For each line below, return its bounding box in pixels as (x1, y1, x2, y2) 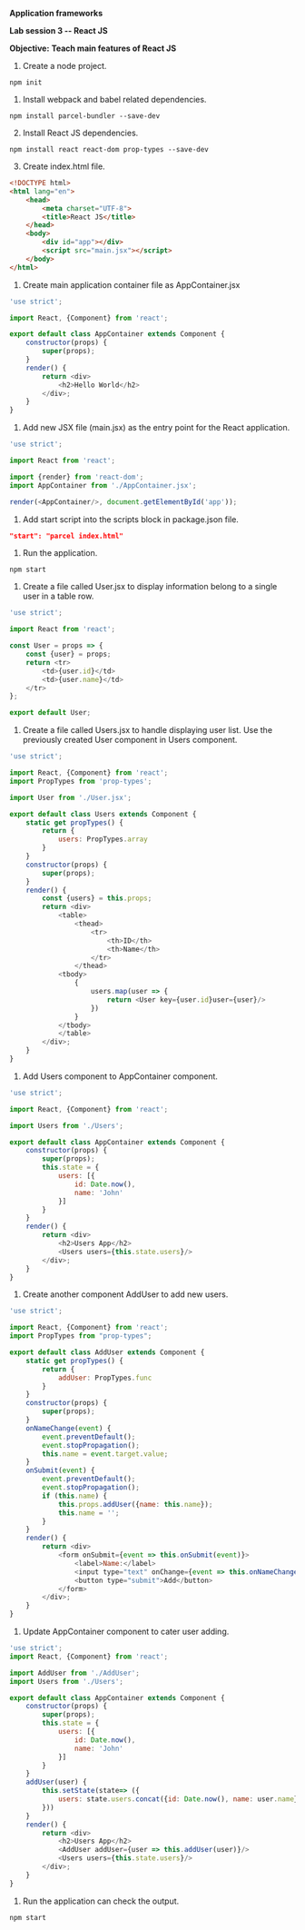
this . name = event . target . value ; (42, 1449, 169, 1459)
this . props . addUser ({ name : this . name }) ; (57, 1499, 213, 1509)
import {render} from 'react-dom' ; (9, 472, 144, 481)
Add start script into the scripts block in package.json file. (22, 513, 239, 525)
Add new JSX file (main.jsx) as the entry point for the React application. (22, 422, 290, 433)
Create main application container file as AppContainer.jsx (22, 279, 241, 290)
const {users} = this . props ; (42, 894, 152, 903)
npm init (9, 78, 43, 87)
